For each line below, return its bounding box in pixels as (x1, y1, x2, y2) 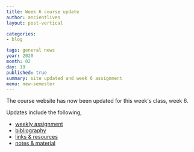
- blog (6, 37, 23, 43)
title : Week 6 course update (6, 8, 80, 15)
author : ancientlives (6, 14, 61, 20)
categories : (6, 31, 36, 37)
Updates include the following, (6, 109, 83, 116)
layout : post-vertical (6, 20, 63, 26)
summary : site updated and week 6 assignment (6, 75, 122, 81)
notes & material (14, 139, 56, 147)
